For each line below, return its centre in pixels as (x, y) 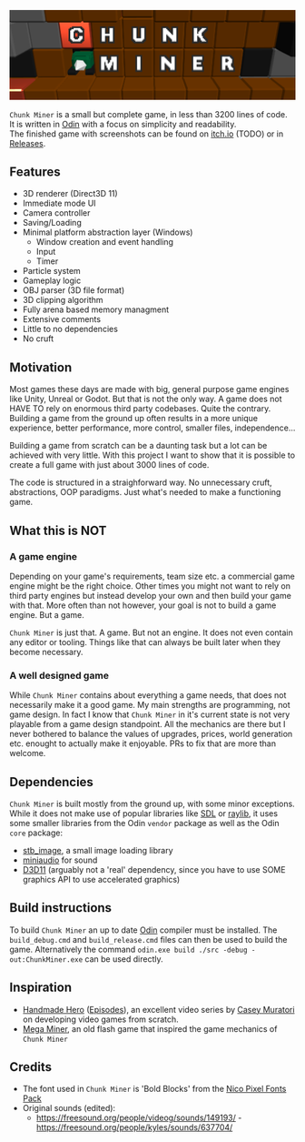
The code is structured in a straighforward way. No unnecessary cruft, (141, 482)
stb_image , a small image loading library (98, 850)
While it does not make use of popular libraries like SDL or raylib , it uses (144, 814)
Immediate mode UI (59, 203)
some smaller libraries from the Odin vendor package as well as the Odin (144, 823)
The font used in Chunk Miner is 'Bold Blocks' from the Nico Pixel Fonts (154, 1089)
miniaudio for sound (60, 860)
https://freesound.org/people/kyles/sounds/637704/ (134, 1127)
